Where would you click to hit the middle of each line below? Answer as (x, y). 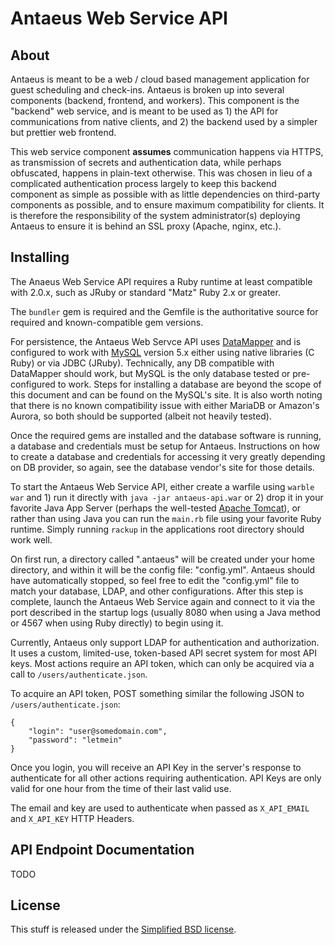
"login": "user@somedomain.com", (98, 731)
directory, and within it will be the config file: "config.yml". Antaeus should (163, 569)
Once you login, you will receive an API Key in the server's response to (156, 767)
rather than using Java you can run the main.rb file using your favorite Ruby (166, 518)
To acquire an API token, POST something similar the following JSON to (157, 693)
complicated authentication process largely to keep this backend (143, 183)
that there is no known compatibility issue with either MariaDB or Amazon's (165, 405)
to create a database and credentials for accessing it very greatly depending (168, 456)
